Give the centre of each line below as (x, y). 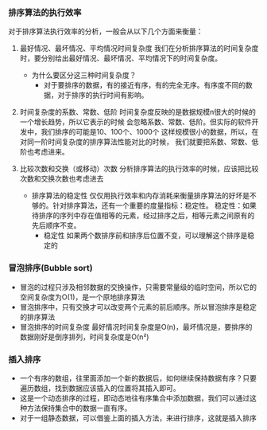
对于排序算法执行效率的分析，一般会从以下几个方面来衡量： (106, 31)
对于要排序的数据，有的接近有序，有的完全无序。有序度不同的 (145, 85)
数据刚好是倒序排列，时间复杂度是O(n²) (84, 337)
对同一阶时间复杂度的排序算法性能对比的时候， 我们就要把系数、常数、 (135, 142)
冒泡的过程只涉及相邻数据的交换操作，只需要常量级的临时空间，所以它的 (138, 287)
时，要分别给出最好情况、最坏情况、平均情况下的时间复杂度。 (121, 58)
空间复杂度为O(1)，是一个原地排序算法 (82, 297)
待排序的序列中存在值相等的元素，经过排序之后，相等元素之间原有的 (143, 216)
